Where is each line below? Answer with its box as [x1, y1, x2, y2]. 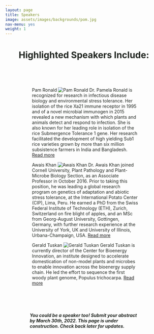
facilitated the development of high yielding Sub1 [32, 136, 134, 142]
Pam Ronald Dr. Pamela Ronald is [32, 87, 133, 93]
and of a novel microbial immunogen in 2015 [32, 109, 125, 115]
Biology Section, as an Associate [50, 173, 119, 179]
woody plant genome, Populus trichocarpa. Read [32, 275, 135, 281]
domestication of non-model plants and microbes [32, 259, 136, 265]
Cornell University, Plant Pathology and [32, 167, 114, 173]
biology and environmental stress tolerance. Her [32, 98, 133, 104]
